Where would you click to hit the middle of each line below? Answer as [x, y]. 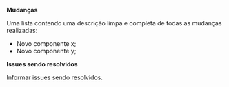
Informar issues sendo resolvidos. [54, 77]
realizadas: [22, 30]
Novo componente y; [46, 51]
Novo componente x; [46, 43]
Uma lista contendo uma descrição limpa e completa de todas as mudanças [114, 23]
